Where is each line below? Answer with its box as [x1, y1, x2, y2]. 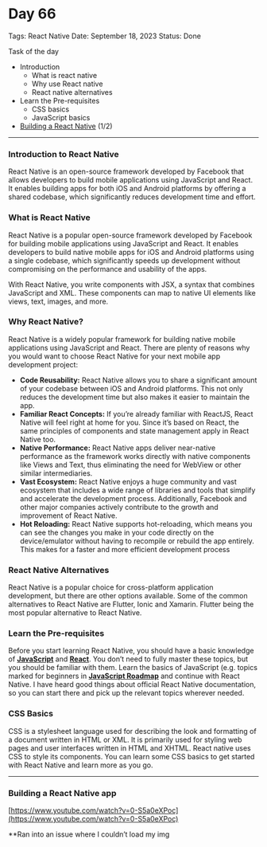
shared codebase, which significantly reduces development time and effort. [8, 192, 256, 202]
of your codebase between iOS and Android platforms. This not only [19, 383, 244, 393]
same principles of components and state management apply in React [19, 425, 250, 435]
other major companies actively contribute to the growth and [19, 502, 219, 512]
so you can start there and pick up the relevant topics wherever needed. [8, 688, 245, 698]
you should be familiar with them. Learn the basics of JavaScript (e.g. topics [8, 663, 258, 673]
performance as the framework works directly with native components [19, 451, 251, 461]
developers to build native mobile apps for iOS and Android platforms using [8, 247, 254, 257]
